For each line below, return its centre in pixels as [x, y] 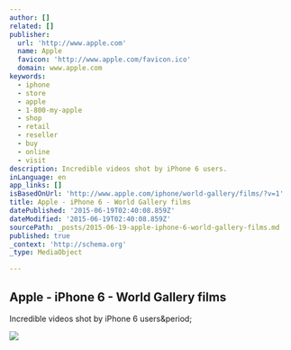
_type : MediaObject [46, 253]
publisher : [30, 34]
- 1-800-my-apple [50, 110]
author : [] [30, 18]
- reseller [38, 135]
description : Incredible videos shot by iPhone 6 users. [118, 169]
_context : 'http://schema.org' [68, 244]
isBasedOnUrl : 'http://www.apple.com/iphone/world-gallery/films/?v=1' [146, 194]
